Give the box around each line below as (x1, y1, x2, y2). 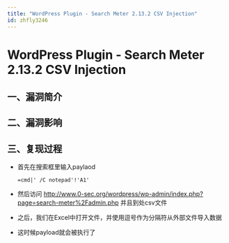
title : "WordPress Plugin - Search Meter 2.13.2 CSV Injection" (7, 10, 198, 17)
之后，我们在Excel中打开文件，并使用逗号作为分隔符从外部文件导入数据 (17, 214, 223, 222)
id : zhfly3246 (7, 17, 49, 24)
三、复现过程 (7, 142, 63, 154)
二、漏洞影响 (7, 117, 63, 129)
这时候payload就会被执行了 (17, 228, 96, 237)
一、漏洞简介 (7, 91, 63, 103)
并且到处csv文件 (120, 198, 168, 207)
